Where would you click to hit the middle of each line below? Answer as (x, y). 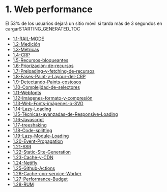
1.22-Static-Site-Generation (42, 152)
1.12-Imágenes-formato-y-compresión (52, 98)
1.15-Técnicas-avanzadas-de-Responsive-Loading (65, 114)
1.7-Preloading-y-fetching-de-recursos (54, 71)
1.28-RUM (23, 184)
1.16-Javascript (28, 119)
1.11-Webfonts (27, 92)
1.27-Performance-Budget (40, 179)
